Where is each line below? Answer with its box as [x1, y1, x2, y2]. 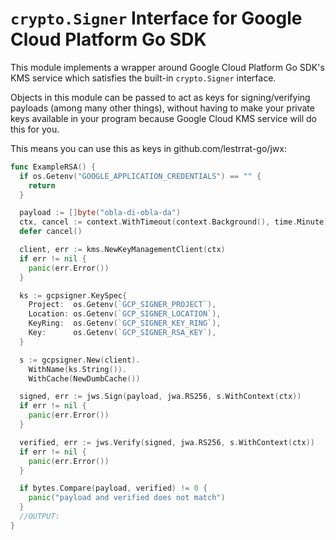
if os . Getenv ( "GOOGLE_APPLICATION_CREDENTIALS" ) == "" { [19, 171, 262, 181]
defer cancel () [19, 227, 83, 237]
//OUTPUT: [19, 512, 60, 522]
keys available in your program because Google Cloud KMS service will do [10, 112, 317, 124]
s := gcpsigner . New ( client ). [19, 355, 141, 365]
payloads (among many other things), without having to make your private [10, 102, 315, 114]
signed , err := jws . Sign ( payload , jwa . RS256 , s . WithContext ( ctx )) [19, 392, 302, 402]
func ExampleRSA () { [10, 162, 97, 172]
